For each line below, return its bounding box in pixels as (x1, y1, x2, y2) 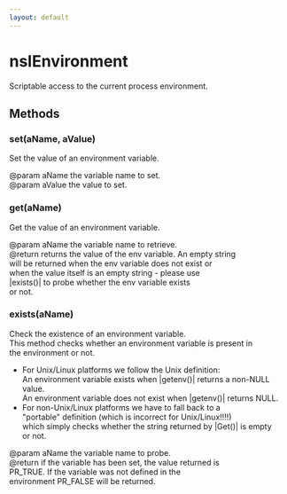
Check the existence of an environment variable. (9, 328, 186, 339)
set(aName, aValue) (9, 132, 96, 145)
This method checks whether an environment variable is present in (9, 338, 253, 349)
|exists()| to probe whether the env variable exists (9, 277, 190, 287)
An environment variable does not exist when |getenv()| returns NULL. (21, 392, 279, 404)
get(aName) (9, 201, 62, 214)
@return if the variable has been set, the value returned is (9, 457, 220, 467)
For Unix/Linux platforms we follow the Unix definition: (21, 365, 221, 375)
